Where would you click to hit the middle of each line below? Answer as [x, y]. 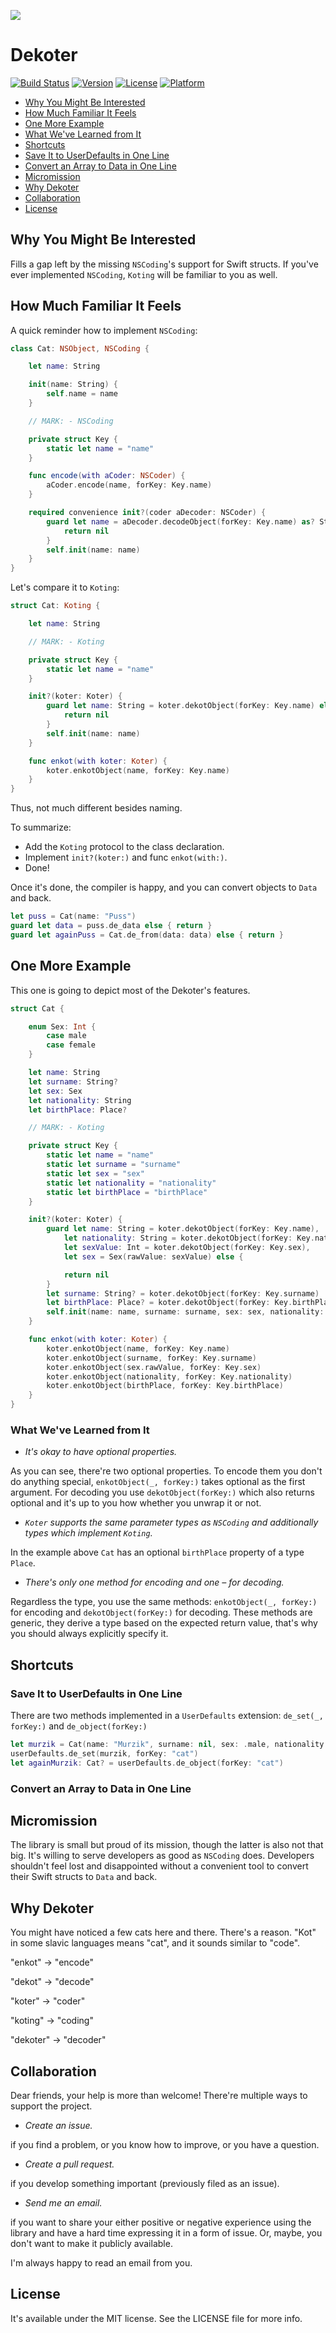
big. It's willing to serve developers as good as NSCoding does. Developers [162, 1856]
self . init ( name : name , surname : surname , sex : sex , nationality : [185, 1312]
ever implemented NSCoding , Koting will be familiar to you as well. [144, 274]
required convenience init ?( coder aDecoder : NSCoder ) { [147, 513]
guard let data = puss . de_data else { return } [111, 926]
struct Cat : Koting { [55, 606]
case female [71, 1045]
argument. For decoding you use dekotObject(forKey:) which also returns [162, 1492]
